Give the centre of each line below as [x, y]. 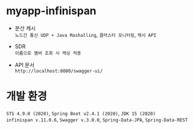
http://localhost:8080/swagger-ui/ [59, 71]
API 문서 [24, 65]
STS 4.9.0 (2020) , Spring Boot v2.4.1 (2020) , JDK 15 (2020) [81, 113]
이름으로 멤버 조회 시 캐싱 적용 [48, 53]
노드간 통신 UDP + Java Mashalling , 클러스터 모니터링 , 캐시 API [85, 34]
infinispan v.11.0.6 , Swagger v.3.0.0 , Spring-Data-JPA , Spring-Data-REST [97, 119]
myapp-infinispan [51, 11]
